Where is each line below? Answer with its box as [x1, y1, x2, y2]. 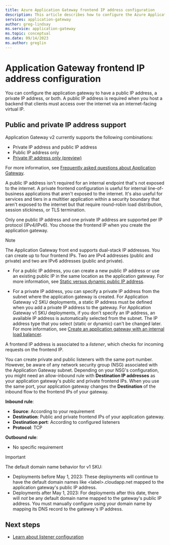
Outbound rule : [5, 434, 38, 440]
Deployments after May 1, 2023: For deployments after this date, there [12, 490, 159, 496]
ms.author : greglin [5, 41, 47, 46]
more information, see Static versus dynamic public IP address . [12, 278, 145, 284]
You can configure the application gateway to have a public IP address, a [5, 90, 157, 96]
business [5, 191, 24, 197]
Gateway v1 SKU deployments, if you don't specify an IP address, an [12, 310, 155, 316]
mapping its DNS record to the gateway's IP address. [12, 505, 123, 512]
